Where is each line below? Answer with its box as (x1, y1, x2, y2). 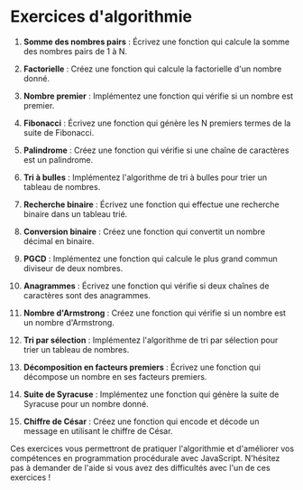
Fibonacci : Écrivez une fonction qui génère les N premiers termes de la (23, 118, 291, 128)
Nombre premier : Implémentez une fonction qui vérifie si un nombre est (23, 90, 294, 101)
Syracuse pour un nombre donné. (23, 398, 149, 409)
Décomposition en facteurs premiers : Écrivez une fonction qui (23, 362, 261, 372)
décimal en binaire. (23, 235, 95, 246)
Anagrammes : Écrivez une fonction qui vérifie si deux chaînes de (23, 280, 270, 291)
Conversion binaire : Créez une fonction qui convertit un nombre (23, 226, 265, 237)
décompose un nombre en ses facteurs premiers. (23, 371, 207, 382)
